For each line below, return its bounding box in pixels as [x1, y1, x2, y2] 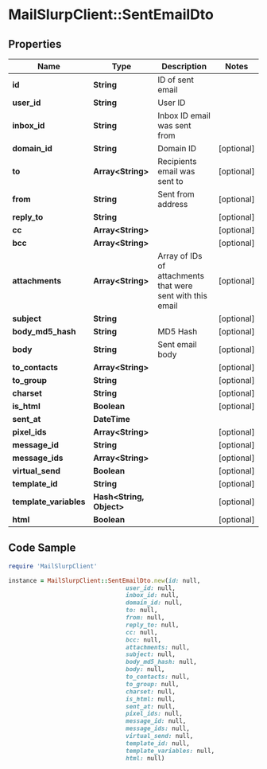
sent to [157, 176, 184, 186]
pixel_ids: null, [126, 710, 183, 718]
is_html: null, [126, 695, 176, 703]
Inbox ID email [157, 110, 211, 121]
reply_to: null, [126, 621, 180, 629]
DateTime [92, 414, 130, 424]
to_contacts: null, [126, 673, 191, 681]
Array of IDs [157, 251, 203, 261]
